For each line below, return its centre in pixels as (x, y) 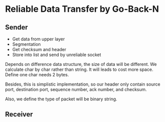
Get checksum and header (39, 49)
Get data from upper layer (38, 39)
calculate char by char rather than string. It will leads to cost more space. (79, 69)
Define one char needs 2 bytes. (37, 75)
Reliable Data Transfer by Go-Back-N (82, 9)
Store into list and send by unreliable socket (57, 55)
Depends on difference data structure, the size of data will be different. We (81, 64)
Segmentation (26, 44)
